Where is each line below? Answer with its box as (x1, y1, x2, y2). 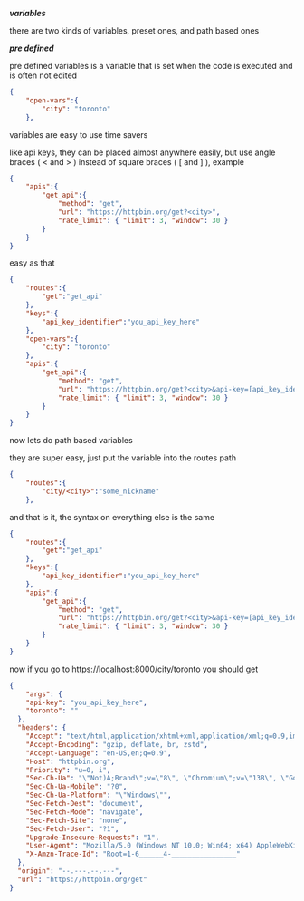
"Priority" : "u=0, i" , (25, 765, 111, 774)
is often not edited (9, 70, 78, 81)
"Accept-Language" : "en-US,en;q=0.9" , (25, 748, 172, 758)
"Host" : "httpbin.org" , (25, 757, 116, 766)
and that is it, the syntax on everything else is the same (9, 511, 215, 522)
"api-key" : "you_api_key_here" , (25, 698, 147, 707)
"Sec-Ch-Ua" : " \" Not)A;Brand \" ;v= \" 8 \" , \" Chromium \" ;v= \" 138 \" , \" (25, 774, 290, 783)
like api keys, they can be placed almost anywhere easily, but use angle (9, 147, 276, 158)
